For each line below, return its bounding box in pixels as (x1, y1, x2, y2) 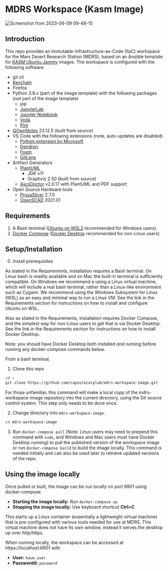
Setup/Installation (5, 245, 63, 253)
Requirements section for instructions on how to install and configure (5, 300, 148, 306)
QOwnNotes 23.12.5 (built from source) (12, 127, 94, 133)
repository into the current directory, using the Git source (44, 395, 162, 401)
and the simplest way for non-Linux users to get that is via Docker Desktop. (5, 321, 161, 327)
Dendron (20, 144, 39, 150)
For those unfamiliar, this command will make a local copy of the (5, 389, 138, 396)
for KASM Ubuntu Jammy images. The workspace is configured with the (5, 59, 155, 65)
